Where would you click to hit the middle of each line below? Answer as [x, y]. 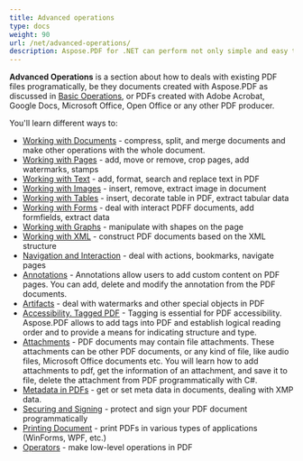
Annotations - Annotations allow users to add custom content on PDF [151, 275]
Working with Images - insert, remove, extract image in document [144, 189]
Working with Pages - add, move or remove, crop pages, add [136, 160]
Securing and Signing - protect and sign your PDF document [135, 409]
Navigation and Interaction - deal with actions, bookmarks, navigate [148, 256]
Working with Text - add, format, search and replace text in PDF [141, 179]
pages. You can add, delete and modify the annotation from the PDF [149, 284]
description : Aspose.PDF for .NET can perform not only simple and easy [149, 51]
